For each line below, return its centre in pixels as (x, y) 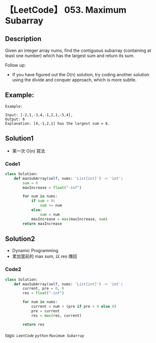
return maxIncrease (42, 224)
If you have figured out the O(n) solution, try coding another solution (81, 75)
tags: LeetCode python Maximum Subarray (45, 336)
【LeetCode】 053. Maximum (66, 10)
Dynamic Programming (35, 251)
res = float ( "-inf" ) (43, 293)
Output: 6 (15, 119)
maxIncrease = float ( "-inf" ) (52, 188)
